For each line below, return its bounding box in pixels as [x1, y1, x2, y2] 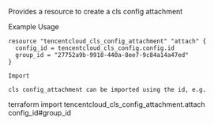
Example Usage [8, 22, 59, 31]
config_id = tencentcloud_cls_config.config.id [15, 44, 175, 52]
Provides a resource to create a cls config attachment [8, 7, 183, 16]
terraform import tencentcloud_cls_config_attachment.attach [8, 100, 205, 109]
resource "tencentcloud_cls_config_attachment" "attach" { [8, 37, 207, 45]
